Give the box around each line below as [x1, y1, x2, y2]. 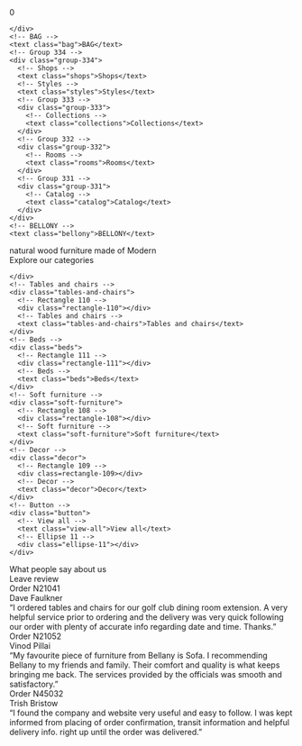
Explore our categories [9, 255, 95, 265]
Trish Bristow [9, 698, 59, 708]
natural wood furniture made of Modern [9, 245, 157, 256]
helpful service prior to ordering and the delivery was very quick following [9, 612, 284, 623]
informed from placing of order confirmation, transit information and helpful [9, 717, 290, 727]
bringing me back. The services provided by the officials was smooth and [9, 669, 282, 679]
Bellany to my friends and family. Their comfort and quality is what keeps [9, 660, 280, 670]
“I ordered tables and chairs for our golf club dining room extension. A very [9, 602, 288, 613]
